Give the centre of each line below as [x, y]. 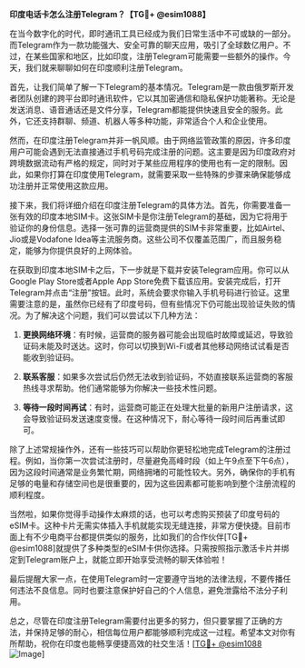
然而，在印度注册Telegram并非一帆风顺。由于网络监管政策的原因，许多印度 [150, 140]
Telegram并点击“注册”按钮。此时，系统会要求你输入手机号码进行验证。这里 [150, 293]
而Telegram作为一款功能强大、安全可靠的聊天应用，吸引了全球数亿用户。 [146, 45]
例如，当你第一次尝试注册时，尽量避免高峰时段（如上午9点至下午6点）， [159, 461]
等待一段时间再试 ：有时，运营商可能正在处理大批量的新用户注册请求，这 [157, 407]
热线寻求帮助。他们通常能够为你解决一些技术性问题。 [122, 388]
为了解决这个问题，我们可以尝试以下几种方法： [113, 315]
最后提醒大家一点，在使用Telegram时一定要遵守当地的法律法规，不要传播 [146, 579]
